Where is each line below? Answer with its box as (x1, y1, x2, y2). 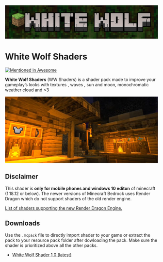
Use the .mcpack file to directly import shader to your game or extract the (5, 232, 150, 238)
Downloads (5, 219, 40, 228)
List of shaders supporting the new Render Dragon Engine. (5, 205, 123, 211)
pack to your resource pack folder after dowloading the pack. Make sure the (5, 237, 158, 243)
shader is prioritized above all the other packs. (5, 242, 98, 248)
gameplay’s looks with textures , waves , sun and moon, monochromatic (5, 82, 149, 88)
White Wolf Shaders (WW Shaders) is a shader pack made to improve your (5, 77, 156, 82)
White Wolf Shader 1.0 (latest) (12, 252, 72, 258)
